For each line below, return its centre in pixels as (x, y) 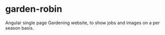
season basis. (20, 28)
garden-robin (34, 9)
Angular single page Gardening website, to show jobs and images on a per (82, 23)
